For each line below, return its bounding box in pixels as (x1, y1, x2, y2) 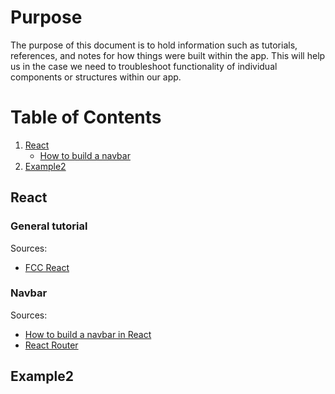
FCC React (24, 261, 70, 273)
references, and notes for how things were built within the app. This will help (10, 49, 326, 61)
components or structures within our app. (10, 71, 182, 83)
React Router (24, 339, 79, 351)
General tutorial (10, 219, 88, 233)
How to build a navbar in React (24, 328, 152, 340)
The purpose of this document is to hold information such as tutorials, (10, 39, 298, 51)
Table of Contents (10, 106, 162, 129)
